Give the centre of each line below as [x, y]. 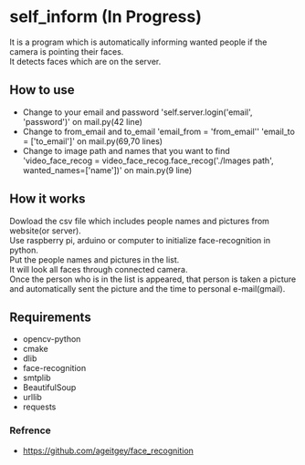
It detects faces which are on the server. [85, 61]
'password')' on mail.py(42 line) [83, 121]
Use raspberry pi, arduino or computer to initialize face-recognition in [140, 240]
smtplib [37, 378]
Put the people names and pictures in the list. [95, 259]
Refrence [31, 430]
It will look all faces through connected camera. [99, 269]
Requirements [50, 317]
